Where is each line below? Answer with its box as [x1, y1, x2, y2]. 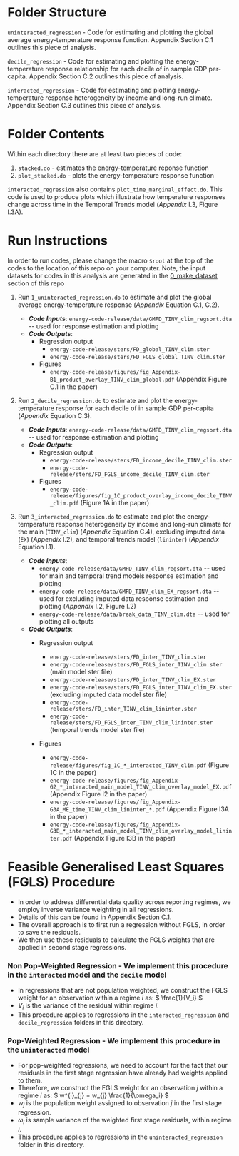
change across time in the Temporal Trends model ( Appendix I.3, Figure [7, 200, 218, 208]
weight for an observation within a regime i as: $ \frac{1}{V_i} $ [17, 993, 203, 1003]
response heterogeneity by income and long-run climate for [56, 519, 232, 528]
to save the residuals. [17, 928, 81, 936]
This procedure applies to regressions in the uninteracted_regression [17, 1132, 223, 1141]
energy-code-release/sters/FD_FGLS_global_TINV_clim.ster [49, 353, 226, 360]
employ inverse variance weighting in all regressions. [17, 905, 174, 913]
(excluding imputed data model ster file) [49, 690, 168, 699]
